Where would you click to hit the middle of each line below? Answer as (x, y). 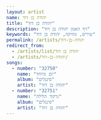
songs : (15, 62)
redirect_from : (25, 46)
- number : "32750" (35, 68)
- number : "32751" (35, 91)
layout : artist (25, 12)
